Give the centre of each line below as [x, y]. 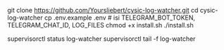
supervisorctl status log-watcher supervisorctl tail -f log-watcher [101, 39]
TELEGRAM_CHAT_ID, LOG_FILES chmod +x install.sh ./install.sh [100, 25]
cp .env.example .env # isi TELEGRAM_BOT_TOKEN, [120, 18]
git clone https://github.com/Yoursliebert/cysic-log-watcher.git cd [103, 10]
